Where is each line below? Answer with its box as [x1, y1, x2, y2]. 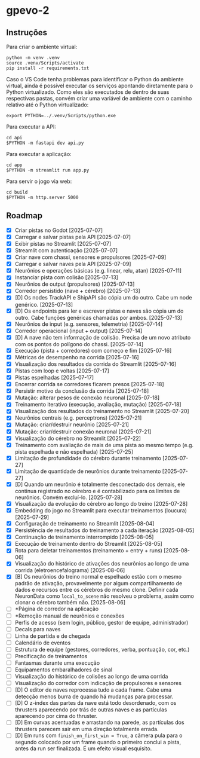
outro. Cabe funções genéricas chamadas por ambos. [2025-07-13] [14, 314, 182, 321]
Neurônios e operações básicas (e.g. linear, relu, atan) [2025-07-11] [14, 267, 182, 274]
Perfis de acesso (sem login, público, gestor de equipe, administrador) [14, 619, 189, 626]
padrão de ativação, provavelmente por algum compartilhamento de [14, 580, 183, 587]
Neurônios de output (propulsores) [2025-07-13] [14, 280, 135, 288]
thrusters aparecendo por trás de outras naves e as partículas [14, 706, 167, 713]
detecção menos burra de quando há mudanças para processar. [14, 693, 174, 700]
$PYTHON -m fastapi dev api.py [6, 140, 84, 146]
